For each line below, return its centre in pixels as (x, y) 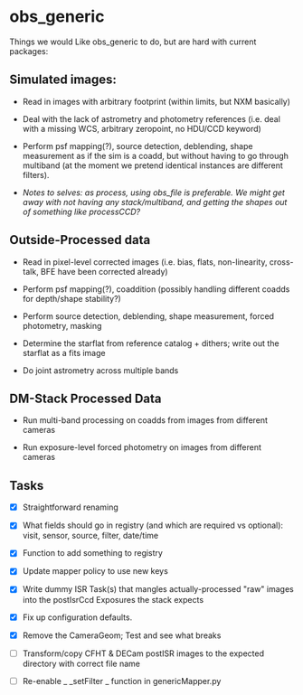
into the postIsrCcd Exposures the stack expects (113, 599)
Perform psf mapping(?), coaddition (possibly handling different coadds (156, 289)
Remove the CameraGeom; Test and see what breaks (122, 635)
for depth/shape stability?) (72, 298)
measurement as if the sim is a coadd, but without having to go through (156, 155)
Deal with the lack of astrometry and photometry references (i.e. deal (151, 118)
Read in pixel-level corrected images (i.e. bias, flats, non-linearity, (145, 262)
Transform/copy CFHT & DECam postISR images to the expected (143, 653)
